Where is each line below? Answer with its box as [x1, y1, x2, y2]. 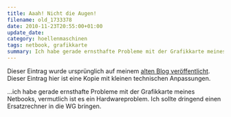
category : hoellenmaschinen [7, 36, 88, 42]
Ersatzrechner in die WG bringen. [7, 102, 102, 110]
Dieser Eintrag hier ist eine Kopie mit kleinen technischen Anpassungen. [7, 74, 211, 82]
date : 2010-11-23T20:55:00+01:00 [7, 23, 103, 29]
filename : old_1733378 [7, 16, 72, 23]
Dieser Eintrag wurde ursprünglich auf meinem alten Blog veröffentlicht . [7, 66, 210, 75]
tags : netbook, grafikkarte [7, 42, 88, 49]
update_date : [7, 29, 45, 36]
